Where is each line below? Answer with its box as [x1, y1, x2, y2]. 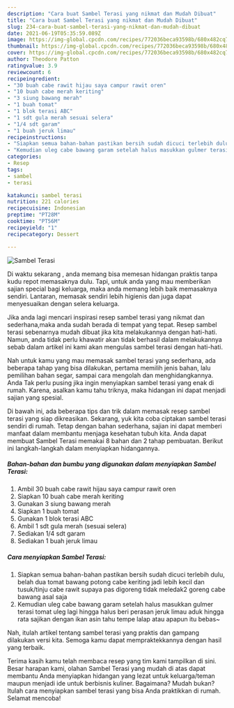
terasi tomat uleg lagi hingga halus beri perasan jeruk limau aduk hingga [17, 607, 224, 616]
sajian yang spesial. [7, 393, 64, 402]
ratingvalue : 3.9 [7, 62, 58, 69]
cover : [7, 50, 26, 57]
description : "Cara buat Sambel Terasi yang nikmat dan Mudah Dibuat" [7, 10, 217, 17]
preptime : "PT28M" [7, 211, 61, 219]
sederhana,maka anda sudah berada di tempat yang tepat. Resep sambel [7, 320, 217, 328]
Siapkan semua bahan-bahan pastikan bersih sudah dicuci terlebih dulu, [17, 570, 225, 579]
